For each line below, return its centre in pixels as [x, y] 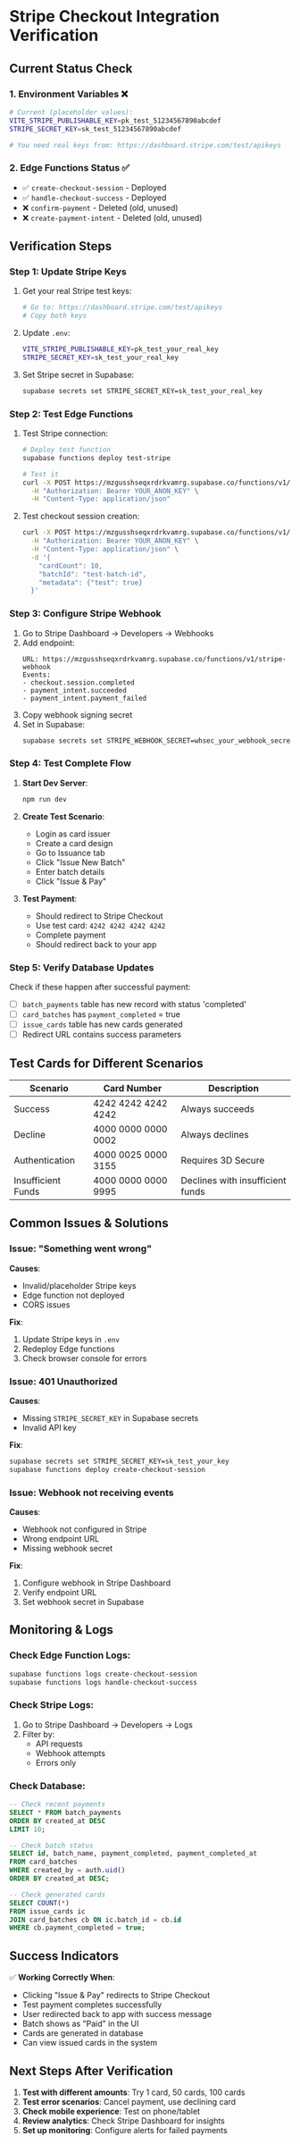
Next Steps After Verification [92, 2071]
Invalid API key [49, 1427]
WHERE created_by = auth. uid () [67, 1871]
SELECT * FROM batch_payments [66, 1812]
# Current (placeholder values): [71, 112]
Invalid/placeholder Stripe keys [79, 1285]
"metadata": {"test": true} [91, 583]
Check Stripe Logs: [52, 1705]
